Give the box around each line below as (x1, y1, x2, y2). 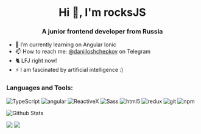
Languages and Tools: (6, 83, 73, 92)
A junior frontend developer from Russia (41, 27, 163, 36)
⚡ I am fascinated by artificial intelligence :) (15, 66, 124, 74)
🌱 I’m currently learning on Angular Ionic (15, 41, 117, 48)
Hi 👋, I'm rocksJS (58, 5, 146, 19)
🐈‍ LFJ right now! (15, 57, 57, 65)
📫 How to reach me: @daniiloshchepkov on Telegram (15, 48, 151, 55)
